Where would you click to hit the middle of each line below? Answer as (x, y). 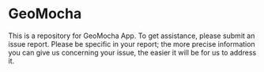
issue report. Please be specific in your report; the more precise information (132, 44)
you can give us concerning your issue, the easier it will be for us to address (132, 52)
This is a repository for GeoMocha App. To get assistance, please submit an (132, 36)
